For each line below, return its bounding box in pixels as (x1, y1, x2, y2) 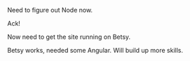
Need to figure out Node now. (7, 6, 93, 14)
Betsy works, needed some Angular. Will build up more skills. (7, 46, 184, 54)
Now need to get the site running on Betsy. (7, 33, 131, 41)
